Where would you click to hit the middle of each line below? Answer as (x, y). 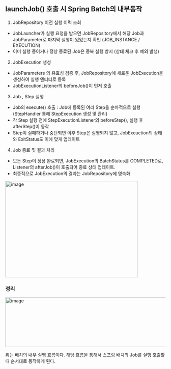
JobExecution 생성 (32, 62)
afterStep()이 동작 (31, 126)
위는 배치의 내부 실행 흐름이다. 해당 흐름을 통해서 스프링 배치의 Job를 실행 (78, 355)
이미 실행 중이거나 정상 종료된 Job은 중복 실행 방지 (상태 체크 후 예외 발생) (86, 51)
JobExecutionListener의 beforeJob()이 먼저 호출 (62, 86)
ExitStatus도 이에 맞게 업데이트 (49, 139)
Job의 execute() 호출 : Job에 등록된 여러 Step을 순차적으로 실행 (77, 107)
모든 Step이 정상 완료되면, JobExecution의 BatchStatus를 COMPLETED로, (88, 161)
